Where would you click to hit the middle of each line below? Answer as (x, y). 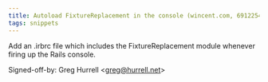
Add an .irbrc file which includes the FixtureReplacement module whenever (132, 45)
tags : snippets (33, 23)
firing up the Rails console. (52, 54)
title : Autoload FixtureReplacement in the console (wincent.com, (121, 16)
